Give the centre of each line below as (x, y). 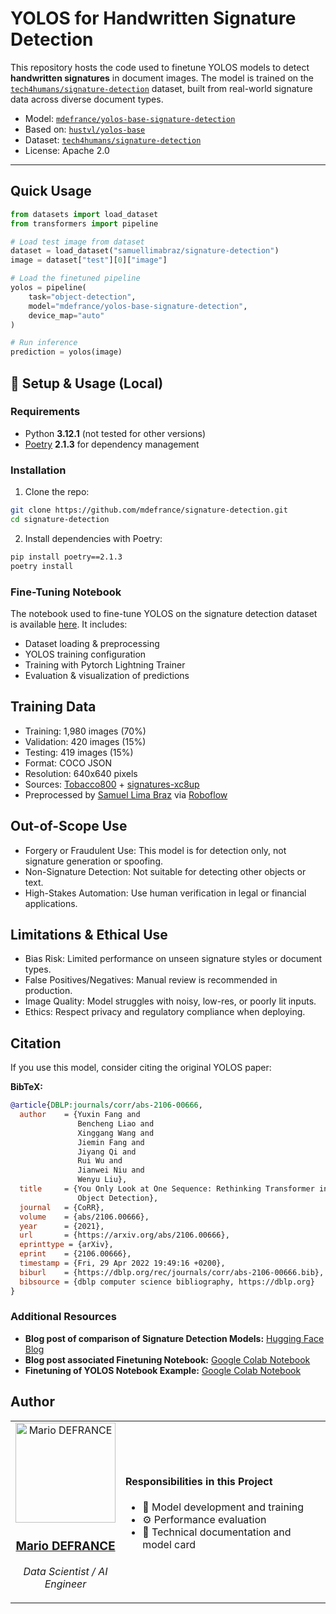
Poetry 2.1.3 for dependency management (112, 444)
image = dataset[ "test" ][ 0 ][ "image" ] (89, 260)
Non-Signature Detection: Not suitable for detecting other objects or (165, 871)
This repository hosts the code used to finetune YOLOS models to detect (160, 67)
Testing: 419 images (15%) (79, 752)
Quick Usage (51, 191)
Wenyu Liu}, (102, 1180)
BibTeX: (26, 1087)
